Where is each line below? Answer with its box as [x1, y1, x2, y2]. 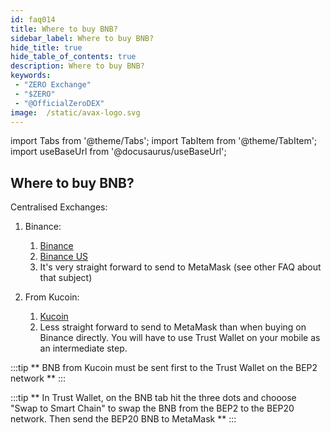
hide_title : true [10, 42, 83, 53]
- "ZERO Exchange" [14, 80, 92, 90]
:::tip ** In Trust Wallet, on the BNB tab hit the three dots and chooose [10, 392, 297, 404]
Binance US [39, 251, 89, 263]
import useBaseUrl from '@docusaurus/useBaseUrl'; [10, 146, 227, 158]
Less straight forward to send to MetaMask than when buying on [39, 321, 307, 333]
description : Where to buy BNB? [10, 61, 145, 71]
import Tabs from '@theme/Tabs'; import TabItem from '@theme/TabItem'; [10, 135, 318, 147]
